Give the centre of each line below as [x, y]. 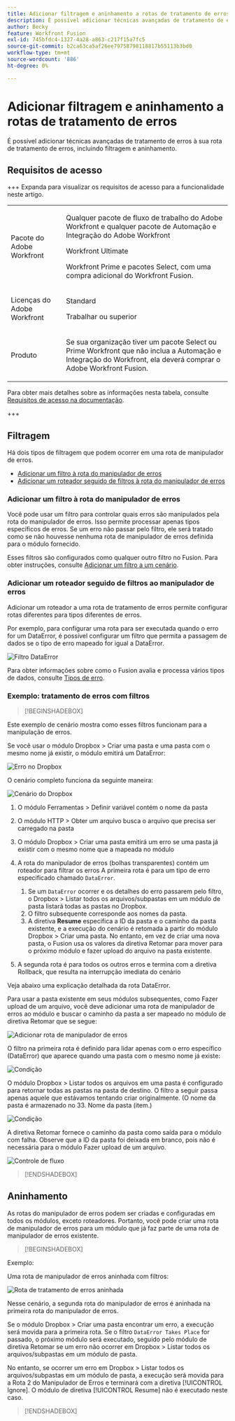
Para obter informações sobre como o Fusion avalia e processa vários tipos [116, 670]
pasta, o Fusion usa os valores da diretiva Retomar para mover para [125, 944]
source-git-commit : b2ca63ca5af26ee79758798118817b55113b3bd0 [100, 46]
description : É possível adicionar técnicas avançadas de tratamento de [115, 20]
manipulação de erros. [40, 732]
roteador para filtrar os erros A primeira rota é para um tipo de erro [114, 870]
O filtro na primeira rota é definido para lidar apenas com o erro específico [114, 1049]
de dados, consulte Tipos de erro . [56, 678]
